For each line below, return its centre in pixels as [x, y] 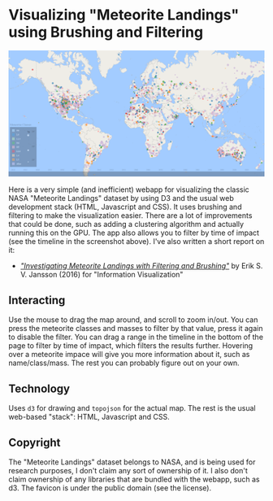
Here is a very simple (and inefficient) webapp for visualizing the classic [129, 190]
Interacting [37, 300]
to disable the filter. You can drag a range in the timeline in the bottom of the [136, 337]
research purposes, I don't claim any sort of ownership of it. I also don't [128, 470]
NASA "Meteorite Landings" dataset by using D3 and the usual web [121, 198]
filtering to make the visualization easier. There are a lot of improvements [130, 216]
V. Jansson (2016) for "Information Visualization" [102, 275]
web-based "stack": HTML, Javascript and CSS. [89, 417]
